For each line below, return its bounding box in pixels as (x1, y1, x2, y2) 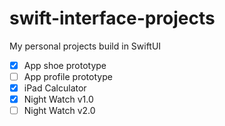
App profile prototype (23, 71, 113, 82)
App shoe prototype (23, 59, 107, 71)
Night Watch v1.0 (23, 93, 94, 106)
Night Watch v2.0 (23, 105, 96, 117)
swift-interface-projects (9, 7, 216, 30)
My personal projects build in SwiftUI (9, 40, 162, 52)
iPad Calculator (23, 82, 87, 94)
